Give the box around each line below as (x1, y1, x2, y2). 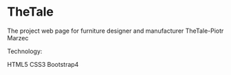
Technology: (7, 47, 43, 55)
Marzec (7, 33, 29, 42)
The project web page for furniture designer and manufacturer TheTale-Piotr (7, 27, 224, 35)
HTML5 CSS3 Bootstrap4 (7, 60, 79, 68)
